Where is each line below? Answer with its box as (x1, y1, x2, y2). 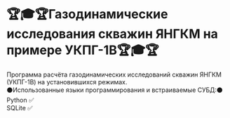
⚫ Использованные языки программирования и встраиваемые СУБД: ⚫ (6, 86, 224, 94)
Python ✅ (6, 96, 34, 104)
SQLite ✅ (6, 103, 33, 112)
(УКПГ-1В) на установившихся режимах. (6, 77, 128, 86)
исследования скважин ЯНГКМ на (6, 26, 219, 42)
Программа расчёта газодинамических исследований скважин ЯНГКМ (6, 70, 222, 79)
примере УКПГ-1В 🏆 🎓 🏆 (6, 42, 159, 58)
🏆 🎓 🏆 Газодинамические (6, 6, 168, 22)
